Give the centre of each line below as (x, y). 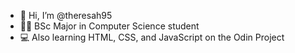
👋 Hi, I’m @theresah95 (66, 15)
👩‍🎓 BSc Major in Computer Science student (109, 26)
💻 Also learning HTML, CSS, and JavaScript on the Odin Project (152, 37)
